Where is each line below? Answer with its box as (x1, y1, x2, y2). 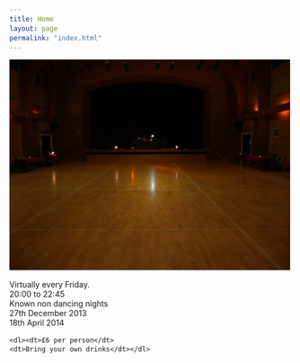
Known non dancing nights (9, 298, 109, 309)
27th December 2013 (9, 308, 87, 319)
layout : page (9, 23, 58, 33)
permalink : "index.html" (9, 33, 102, 42)
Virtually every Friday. (9, 279, 91, 290)
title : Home (9, 14, 54, 23)
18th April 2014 (9, 317, 65, 328)
